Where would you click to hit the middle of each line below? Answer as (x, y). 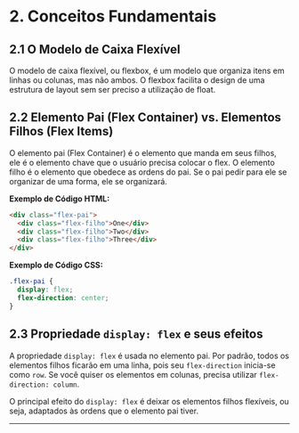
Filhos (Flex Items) (61, 131)
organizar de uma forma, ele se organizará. (88, 181)
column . (66, 384)
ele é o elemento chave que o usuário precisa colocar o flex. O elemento (142, 162)
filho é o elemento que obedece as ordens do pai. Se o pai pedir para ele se (148, 172)
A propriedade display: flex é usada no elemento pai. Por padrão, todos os (149, 355)
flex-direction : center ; (63, 298)
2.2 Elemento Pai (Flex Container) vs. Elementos (145, 118)
